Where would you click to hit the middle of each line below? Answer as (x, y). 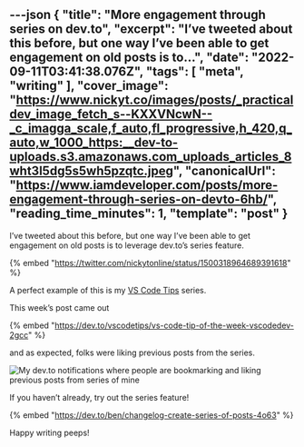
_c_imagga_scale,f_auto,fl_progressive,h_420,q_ (151, 129)
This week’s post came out (59, 307)
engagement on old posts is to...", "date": (129, 58)
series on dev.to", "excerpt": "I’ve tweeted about (151, 30)
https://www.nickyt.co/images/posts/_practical (155, 100)
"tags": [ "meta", (195, 72)
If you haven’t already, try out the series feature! (99, 397)
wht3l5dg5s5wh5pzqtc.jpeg (92, 171)
